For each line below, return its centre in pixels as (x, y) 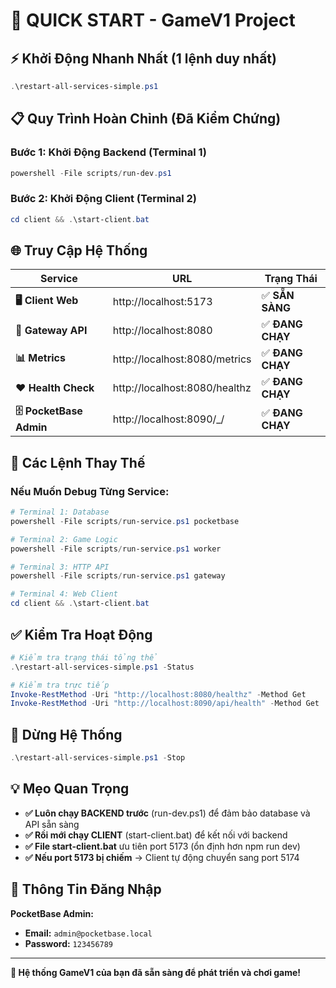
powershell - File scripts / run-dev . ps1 (91, 173)
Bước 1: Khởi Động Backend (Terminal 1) (108, 152)
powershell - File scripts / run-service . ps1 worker (116, 549)
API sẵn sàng (52, 824)
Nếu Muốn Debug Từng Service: (90, 491)
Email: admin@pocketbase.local (88, 933)
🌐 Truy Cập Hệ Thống (79, 250)
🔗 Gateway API (51, 331)
